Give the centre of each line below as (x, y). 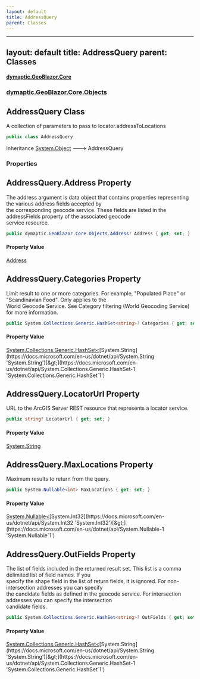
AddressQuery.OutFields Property (71, 554)
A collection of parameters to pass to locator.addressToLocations (86, 126)
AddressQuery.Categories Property (74, 279)
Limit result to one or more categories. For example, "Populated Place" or (96, 293)
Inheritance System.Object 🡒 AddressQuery (65, 148)
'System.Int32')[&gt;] (100, 523)
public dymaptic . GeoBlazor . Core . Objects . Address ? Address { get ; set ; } (98, 233)
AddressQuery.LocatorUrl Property (73, 394)
